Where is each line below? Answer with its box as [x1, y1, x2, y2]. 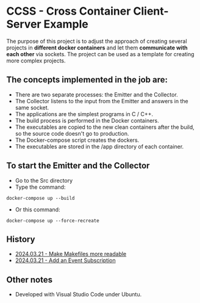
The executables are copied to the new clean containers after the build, [15, 123, 195, 131]
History [6, 234, 35, 244]
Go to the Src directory [15, 177, 73, 184]
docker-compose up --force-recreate [6, 217, 99, 224]
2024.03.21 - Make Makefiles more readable [15, 250, 127, 258]
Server [6, 17, 41, 31]
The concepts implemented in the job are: [6, 75, 168, 85]
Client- [133, 4, 169, 18]
